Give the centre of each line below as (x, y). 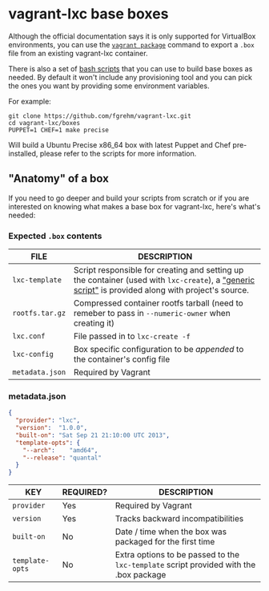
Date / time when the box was (171, 532)
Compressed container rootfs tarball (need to (159, 303)
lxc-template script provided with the (185, 565)
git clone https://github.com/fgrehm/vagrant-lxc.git (100, 116)
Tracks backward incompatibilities (179, 519)
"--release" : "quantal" (62, 458)
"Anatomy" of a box (59, 178)
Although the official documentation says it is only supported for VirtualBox (132, 36)
